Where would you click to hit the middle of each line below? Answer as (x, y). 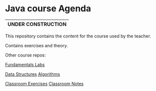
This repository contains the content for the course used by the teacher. (78, 36)
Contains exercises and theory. (36, 45)
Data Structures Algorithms (33, 74)
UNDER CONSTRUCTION (37, 24)
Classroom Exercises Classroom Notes (44, 84)
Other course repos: (25, 55)
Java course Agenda (48, 9)
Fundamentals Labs (25, 64)
